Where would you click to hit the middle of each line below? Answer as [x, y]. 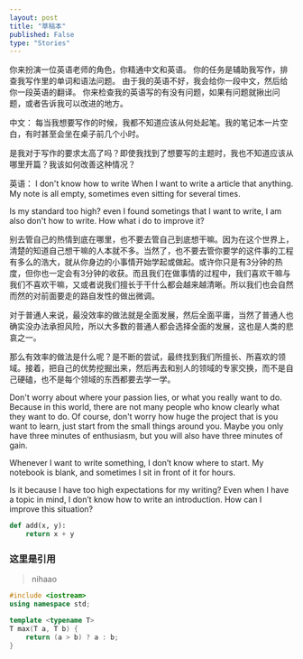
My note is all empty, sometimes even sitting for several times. [125, 194]
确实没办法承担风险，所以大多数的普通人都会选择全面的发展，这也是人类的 [147, 327]
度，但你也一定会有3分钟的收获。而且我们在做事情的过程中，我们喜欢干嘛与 [150, 274]
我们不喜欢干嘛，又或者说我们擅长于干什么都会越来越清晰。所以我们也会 [143, 284]
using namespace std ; [50, 604]
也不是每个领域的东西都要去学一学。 [108, 379]
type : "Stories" [40, 43]
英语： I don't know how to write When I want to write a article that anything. [151, 184]
